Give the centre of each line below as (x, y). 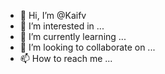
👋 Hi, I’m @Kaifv (53, 15)
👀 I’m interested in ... (62, 26)
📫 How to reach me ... (66, 58)
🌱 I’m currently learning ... (73, 36)
